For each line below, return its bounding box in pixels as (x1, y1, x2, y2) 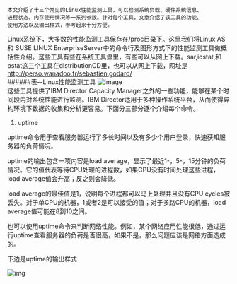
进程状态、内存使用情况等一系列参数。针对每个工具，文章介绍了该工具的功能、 (7, 14, 202, 21)
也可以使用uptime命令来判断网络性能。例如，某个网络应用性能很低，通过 (7, 222, 220, 230)
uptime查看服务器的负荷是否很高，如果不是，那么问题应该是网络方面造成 (13, 231, 226, 239)
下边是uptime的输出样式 (7, 255, 78, 263)
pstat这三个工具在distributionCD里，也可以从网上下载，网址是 (7, 61, 188, 69)
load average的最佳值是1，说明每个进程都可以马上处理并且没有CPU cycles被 (7, 189, 231, 198)
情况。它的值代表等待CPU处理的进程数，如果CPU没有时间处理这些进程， (7, 165, 220, 174)
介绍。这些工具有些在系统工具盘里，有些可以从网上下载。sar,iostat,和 (19, 52, 221, 61)
